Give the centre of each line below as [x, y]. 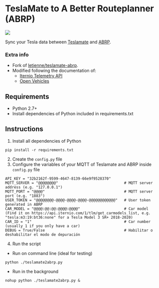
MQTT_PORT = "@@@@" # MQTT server [79, 192]
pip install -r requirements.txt [39, 150]
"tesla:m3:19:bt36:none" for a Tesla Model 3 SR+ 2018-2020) [69, 217]
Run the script [26, 244]
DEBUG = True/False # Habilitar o [79, 230]
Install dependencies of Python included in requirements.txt [73, 114]
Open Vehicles [34, 81]
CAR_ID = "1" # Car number [78, 222]
